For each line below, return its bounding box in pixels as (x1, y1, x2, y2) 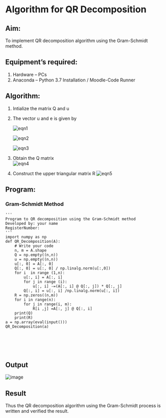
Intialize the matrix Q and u (12, 105, 69, 111)
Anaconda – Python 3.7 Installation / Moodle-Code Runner (12, 77, 135, 83)
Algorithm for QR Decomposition (5, 4, 147, 15)
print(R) (14, 315, 33, 321)
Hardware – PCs (12, 71, 47, 77)
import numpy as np (5, 235, 47, 240)
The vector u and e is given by (12, 115, 77, 121)
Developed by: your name (5, 221, 58, 226)
